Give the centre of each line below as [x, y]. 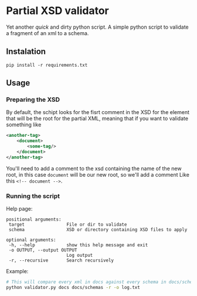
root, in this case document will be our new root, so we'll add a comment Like [98, 174]
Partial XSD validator [58, 11]
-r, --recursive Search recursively [61, 261]
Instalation [26, 52]
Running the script [33, 196]
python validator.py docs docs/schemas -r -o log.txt [73, 287]
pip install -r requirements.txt [47, 65]
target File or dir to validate [68, 225]
